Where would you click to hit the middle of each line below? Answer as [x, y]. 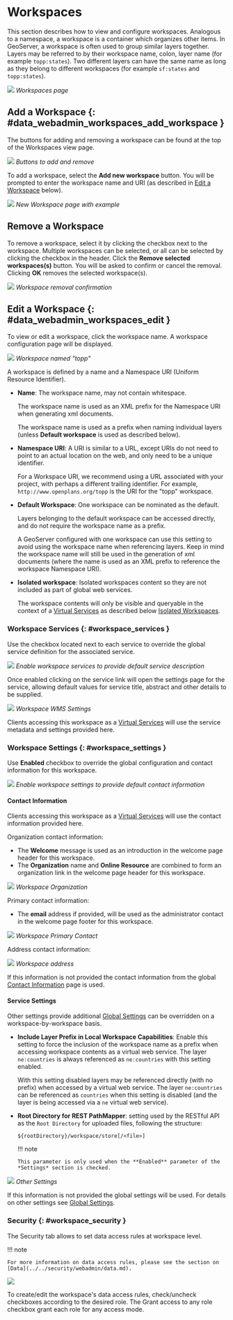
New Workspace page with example [68, 204]
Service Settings [32, 1001]
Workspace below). [35, 190]
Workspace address [45, 964]
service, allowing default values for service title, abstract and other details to [117, 687]
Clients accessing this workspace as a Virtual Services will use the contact [114, 816]
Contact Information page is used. [56, 985]
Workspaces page [42, 90]
